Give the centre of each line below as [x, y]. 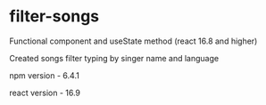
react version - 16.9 [45, 93]
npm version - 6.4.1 [45, 75]
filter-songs [54, 16]
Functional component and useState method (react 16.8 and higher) [133, 41]
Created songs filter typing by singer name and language [114, 58]
